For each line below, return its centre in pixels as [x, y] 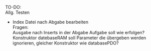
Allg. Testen [18, 12]
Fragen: [20, 27]
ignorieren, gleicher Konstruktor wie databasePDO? [65, 43]
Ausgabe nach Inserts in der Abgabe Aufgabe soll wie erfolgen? [78, 32]
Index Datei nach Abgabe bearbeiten [50, 22]
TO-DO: [13, 7]
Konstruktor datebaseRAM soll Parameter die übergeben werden [79, 38]
